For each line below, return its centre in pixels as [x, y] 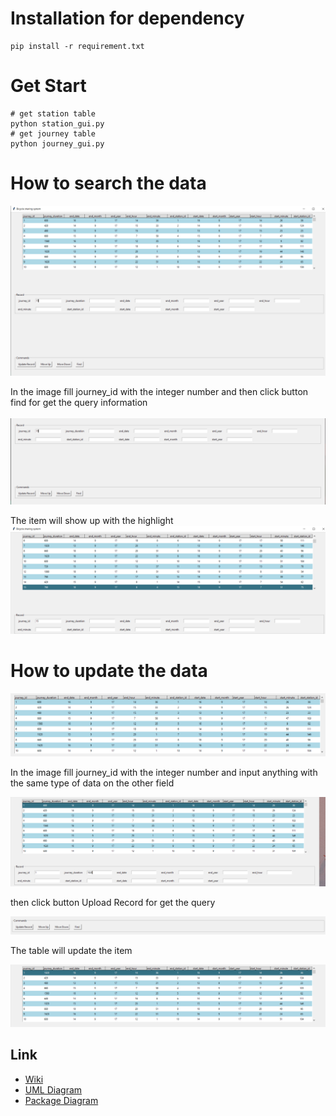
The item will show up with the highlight [92, 521]
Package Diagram [61, 1100]
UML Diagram [53, 1089]
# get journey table [53, 133]
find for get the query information [79, 402]
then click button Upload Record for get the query [113, 902]
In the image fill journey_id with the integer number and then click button [159, 391]
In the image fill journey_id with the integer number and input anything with [164, 773]
